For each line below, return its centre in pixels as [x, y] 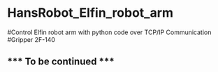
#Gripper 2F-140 [31, 39]
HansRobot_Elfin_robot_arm [90, 13]
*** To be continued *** [61, 62]
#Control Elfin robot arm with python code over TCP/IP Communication [109, 32]
